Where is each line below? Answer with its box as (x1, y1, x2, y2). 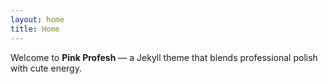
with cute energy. (10, 62, 82, 74)
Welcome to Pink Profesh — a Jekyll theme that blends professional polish (10, 51, 318, 63)
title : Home (10, 24, 60, 34)
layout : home (10, 14, 65, 25)
